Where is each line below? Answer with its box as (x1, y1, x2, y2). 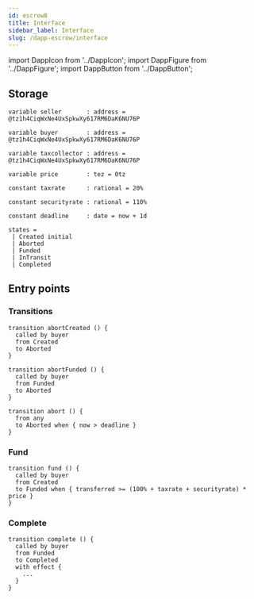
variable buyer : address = (8, 129, 126, 137)
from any (15, 414, 44, 422)
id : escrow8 (8, 11, 48, 20)
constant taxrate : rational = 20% (8, 184, 144, 193)
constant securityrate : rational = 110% (8, 198, 148, 206)
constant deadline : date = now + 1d (8, 212, 148, 221)
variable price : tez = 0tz (8, 171, 126, 179)
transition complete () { (8, 536, 94, 543)
